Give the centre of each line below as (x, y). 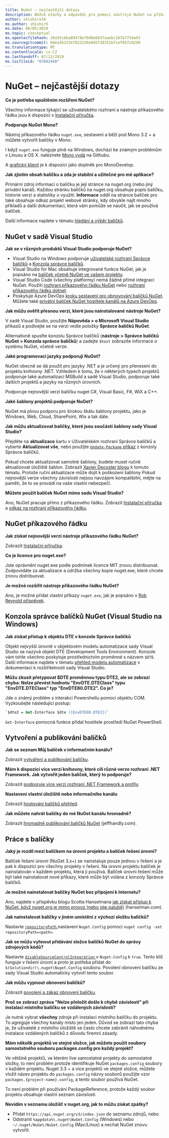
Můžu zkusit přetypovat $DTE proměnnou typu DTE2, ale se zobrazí (77, 677)
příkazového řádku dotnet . (40, 290)
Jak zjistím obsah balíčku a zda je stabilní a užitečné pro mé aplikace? (80, 174)
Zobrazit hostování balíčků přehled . (42, 804)
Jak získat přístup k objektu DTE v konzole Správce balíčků (68, 636)
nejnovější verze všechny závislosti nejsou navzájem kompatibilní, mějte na (83, 478)
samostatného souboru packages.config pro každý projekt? (69, 1048)
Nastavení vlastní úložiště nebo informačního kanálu (61, 794)
